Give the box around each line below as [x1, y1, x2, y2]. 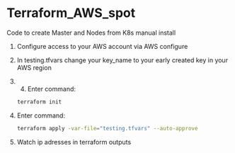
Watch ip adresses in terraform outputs [16, 137, 132, 146]
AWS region [16, 63, 52, 72]
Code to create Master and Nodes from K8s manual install [6, 28, 176, 37]
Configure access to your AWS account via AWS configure [16, 42, 188, 50]
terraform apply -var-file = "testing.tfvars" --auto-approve [16, 125, 198, 132]
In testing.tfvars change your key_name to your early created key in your [16, 55, 228, 64]
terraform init [16, 98, 62, 106]
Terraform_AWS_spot [6, 5, 136, 21]
